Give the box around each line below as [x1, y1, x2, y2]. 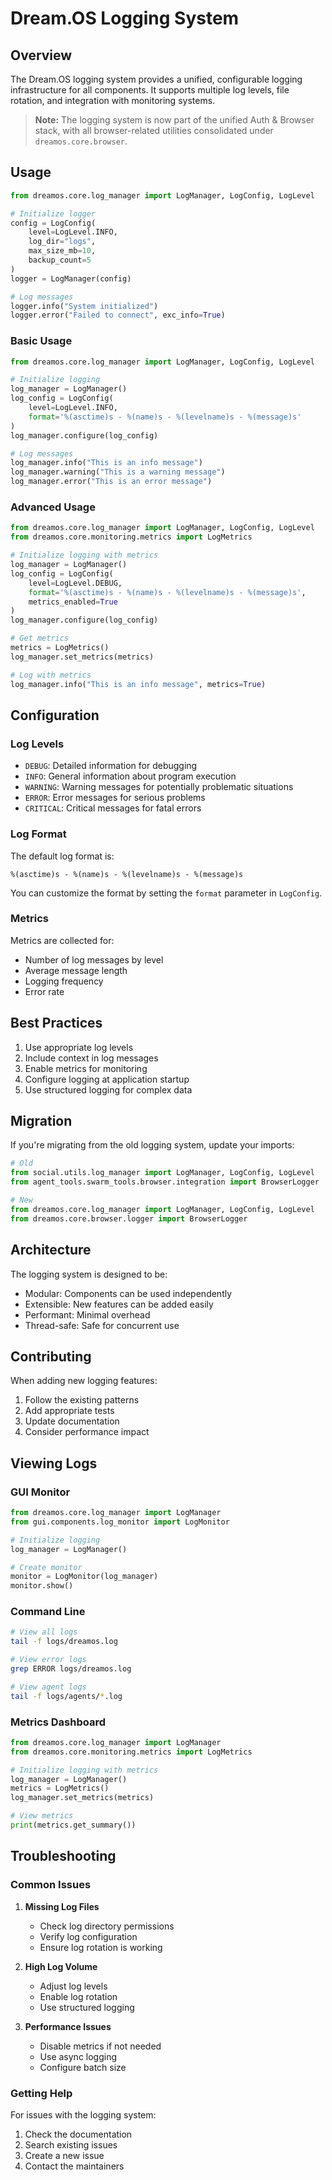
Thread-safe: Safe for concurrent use [24, 1319, 180, 1331]
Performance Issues [24, 2020, 112, 2032]
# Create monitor [10, 1562, 83, 1572]
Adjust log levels [39, 1980, 108, 1992]
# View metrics [10, 1811, 74, 1821]
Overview [10, 47, 73, 64]
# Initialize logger [10, 208, 97, 219]
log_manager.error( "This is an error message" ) [10, 477, 213, 487]
